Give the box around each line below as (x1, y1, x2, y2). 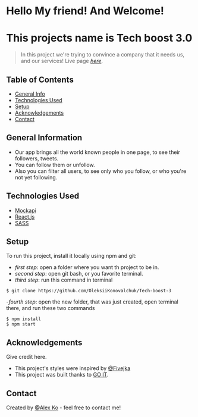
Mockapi (14, 207, 37, 214)
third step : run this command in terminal (14, 276, 113, 283)
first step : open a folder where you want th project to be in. (14, 264, 159, 271)
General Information (6, 132, 83, 143)
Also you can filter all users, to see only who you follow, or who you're (14, 168, 187, 175)
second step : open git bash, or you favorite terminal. (14, 270, 143, 277)
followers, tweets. (14, 154, 59, 162)
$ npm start (6, 321, 36, 327)
